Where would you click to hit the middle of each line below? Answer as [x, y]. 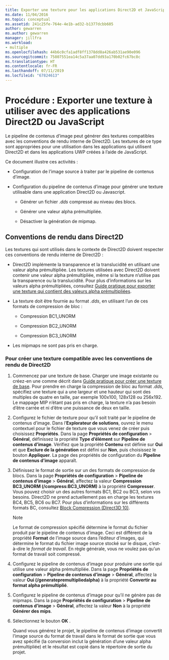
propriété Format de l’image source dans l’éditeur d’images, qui [78, 538]
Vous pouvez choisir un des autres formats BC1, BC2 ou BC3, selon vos [87, 492]
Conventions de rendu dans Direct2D [64, 237]
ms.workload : [19, 43]
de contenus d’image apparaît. [45, 460]
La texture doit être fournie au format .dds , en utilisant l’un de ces [80, 301]
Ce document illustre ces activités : [41, 161]
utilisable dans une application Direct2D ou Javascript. [69, 192]
